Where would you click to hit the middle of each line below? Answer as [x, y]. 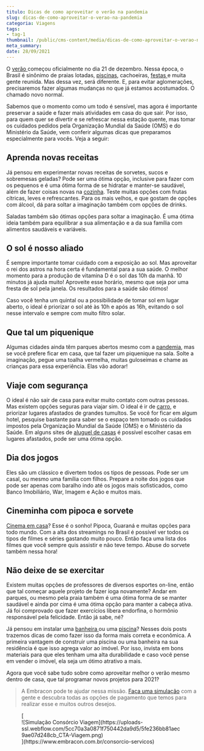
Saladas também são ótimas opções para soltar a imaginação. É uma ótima [100, 216]
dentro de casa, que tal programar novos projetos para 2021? [83, 679]
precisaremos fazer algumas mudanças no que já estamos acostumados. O [100, 88]
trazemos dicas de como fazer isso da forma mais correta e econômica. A [99, 636]
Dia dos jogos [32, 458]
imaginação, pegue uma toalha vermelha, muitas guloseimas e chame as [97, 360]
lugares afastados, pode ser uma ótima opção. [65, 439]
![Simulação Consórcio [50, 722]
